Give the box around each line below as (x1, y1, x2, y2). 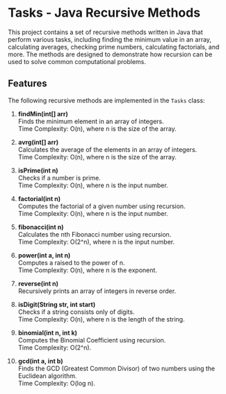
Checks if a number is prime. (17, 173, 102, 182)
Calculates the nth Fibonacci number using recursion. (17, 230, 172, 238)
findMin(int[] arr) (17, 109, 69, 118)
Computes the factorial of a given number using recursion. (17, 202, 186, 210)
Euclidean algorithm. (17, 371, 77, 380)
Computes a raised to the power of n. (17, 258, 125, 267)
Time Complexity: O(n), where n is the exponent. (17, 266, 157, 274)
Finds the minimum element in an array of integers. (17, 117, 164, 125)
